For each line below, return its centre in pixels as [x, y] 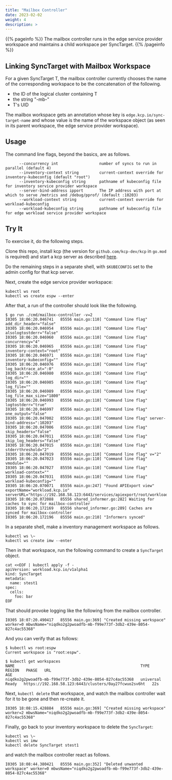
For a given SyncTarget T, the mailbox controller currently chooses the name [86, 79]
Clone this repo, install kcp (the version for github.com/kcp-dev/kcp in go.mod [86, 251]
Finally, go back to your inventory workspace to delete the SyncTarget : [79, 727]
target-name [18, 121]
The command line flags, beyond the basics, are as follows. [68, 154]
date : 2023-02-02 [24, 15]
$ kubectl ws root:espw [31, 648]
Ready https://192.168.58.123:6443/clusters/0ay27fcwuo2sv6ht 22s [82, 684]
